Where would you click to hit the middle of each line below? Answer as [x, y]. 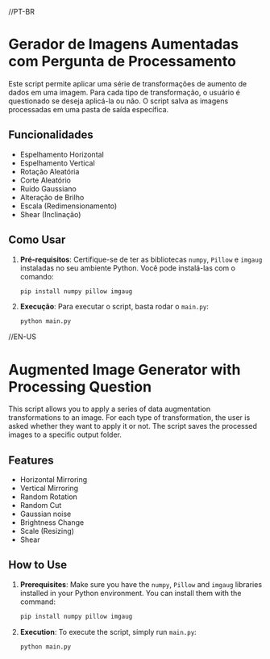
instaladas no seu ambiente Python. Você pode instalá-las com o [128, 268]
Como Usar [37, 240]
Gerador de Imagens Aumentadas [124, 44]
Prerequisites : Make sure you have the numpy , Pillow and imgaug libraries [141, 584]
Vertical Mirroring [49, 489]
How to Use [38, 565]
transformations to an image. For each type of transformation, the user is [129, 418]
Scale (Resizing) [47, 531]
